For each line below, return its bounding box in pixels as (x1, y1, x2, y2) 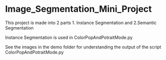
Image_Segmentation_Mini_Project (5, 3, 152, 15)
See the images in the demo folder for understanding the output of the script (5, 44, 162, 50)
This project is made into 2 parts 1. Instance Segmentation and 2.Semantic (5, 20, 157, 26)
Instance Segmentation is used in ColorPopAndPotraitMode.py (5, 34, 133, 40)
